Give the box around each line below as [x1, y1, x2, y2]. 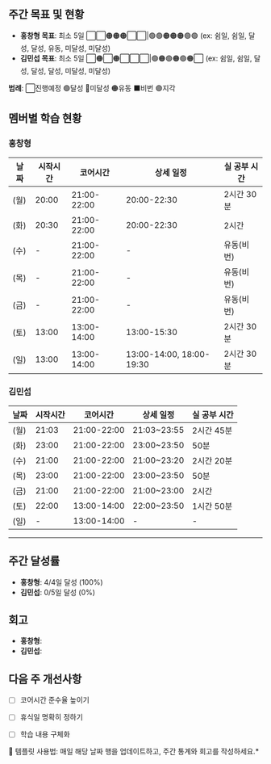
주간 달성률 [8, 554, 60, 568]
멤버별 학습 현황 [8, 111, 82, 125]
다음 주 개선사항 [8, 672, 82, 686]
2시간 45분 [192, 425, 232, 436]
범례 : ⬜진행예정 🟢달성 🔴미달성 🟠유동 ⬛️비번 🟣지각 [8, 83, 176, 93]
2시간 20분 [192, 455, 232, 466]
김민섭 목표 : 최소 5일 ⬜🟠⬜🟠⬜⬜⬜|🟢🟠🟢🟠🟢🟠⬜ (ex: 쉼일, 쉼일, [19, 53, 252, 63]
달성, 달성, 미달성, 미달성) [31, 65, 111, 75]
